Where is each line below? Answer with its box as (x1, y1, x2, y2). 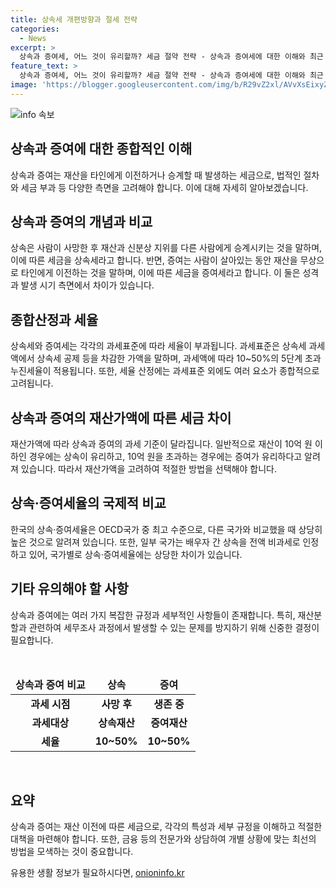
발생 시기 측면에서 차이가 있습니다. (20, 279, 155, 291)
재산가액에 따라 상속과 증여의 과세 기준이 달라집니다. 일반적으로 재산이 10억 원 (10, 438, 313, 450)
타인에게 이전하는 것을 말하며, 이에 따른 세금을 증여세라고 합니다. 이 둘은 (20, 267, 301, 279)
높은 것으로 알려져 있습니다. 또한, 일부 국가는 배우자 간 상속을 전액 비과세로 (10, 536, 301, 548)
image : (10, 80, 38, 90)
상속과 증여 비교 (15, 677, 86, 691)
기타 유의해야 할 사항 (10, 581, 129, 598)
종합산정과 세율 (10, 311, 99, 328)
